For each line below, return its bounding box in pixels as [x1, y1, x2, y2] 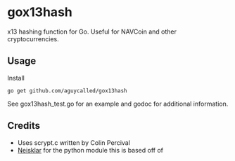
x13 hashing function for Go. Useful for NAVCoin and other [7, 27, 177, 36]
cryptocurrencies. [7, 34, 59, 43]
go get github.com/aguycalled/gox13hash [7, 87, 128, 94]
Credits [7, 120, 41, 132]
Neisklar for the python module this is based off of [17, 146, 164, 154]
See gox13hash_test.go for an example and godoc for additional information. [7, 99, 229, 108]
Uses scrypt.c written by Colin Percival [17, 138, 130, 147]
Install [7, 73, 25, 82]
